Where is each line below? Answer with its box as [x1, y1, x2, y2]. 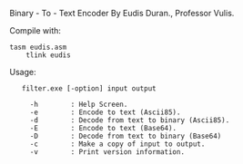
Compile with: [9, 25, 62, 35]
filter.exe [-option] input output [21, 84, 157, 93]
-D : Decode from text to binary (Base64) [29, 131, 222, 140]
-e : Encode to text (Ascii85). [29, 108, 181, 117]
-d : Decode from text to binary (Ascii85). [29, 116, 230, 125]
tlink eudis [25, 51, 71, 60]
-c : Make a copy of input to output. [29, 140, 206, 149]
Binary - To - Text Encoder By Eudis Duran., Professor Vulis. [9, 8, 235, 18]
